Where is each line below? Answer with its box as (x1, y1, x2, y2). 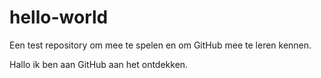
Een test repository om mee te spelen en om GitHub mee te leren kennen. (9, 39, 312, 51)
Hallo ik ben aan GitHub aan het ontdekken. (9, 58, 189, 70)
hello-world (9, 6, 109, 29)
